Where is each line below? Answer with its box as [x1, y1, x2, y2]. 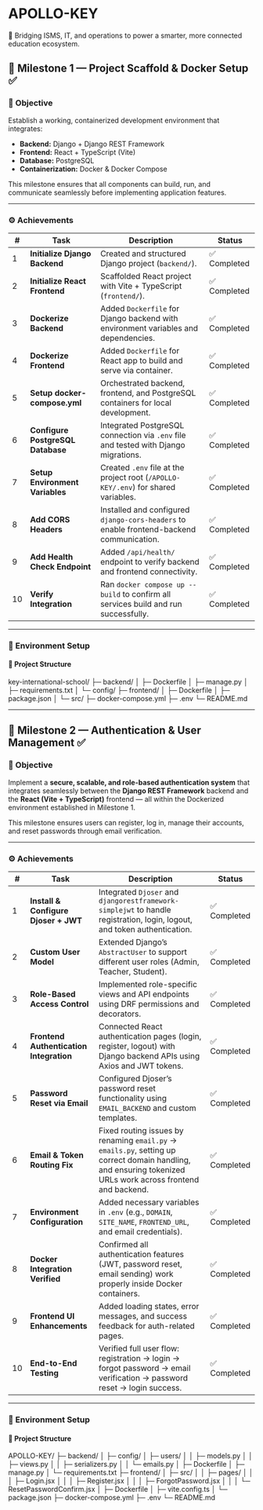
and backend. [99, 1184, 149, 1195]
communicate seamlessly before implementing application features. [8, 188, 227, 197]
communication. [100, 533, 160, 544]
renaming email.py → [99, 1135, 178, 1146]
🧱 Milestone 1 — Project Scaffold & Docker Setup [8, 62, 249, 75]
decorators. [99, 1008, 142, 1019]
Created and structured [100, 248, 186, 259]
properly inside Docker [99, 1278, 182, 1289]
